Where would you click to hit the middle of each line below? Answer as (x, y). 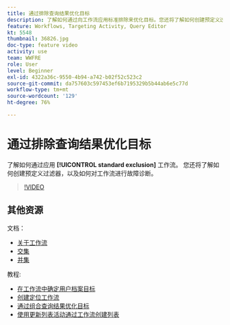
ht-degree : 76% (29, 103)
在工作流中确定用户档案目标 (56, 289)
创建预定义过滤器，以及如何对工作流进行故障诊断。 (85, 173)
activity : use (27, 52)
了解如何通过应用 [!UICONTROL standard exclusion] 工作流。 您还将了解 (110, 164)
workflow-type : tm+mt (38, 90)
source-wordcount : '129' (42, 96)
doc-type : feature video (42, 45)
